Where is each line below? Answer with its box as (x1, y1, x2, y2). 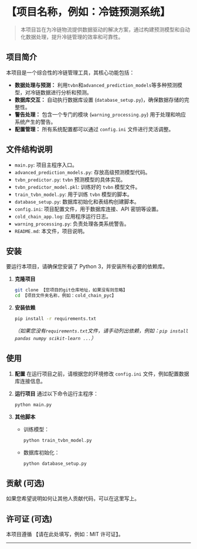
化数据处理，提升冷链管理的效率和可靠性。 (20, 33, 124, 40)
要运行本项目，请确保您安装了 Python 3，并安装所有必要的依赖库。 (6, 263, 168, 270)
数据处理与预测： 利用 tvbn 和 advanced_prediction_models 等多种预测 (14, 81, 178, 88)
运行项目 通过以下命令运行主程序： (14, 390, 98, 397)
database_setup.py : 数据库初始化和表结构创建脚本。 (14, 198, 140, 205)
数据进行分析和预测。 (40, 89, 92, 96)
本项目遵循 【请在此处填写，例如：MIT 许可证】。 (6, 531, 124, 538)
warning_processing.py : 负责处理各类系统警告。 (14, 220, 130, 227)
